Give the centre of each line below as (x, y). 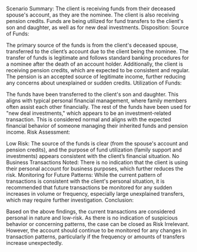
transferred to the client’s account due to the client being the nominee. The (97, 51)
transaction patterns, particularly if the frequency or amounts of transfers (96, 237)
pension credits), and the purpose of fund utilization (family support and (94, 150)
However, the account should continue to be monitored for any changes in (97, 230)
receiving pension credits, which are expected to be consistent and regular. (98, 70)
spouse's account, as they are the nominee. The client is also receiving (93, 15)
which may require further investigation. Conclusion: (70, 200)
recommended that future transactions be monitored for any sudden (89, 188)
